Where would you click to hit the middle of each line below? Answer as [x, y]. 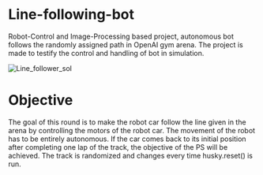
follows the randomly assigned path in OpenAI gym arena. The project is [126, 44]
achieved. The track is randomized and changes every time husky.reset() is [130, 155]
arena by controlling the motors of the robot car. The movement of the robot [131, 130]
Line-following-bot [71, 15]
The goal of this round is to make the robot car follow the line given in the [127, 122]
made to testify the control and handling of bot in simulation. [106, 53]
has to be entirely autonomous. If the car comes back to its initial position [127, 139]
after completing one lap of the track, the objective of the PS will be [118, 147]
